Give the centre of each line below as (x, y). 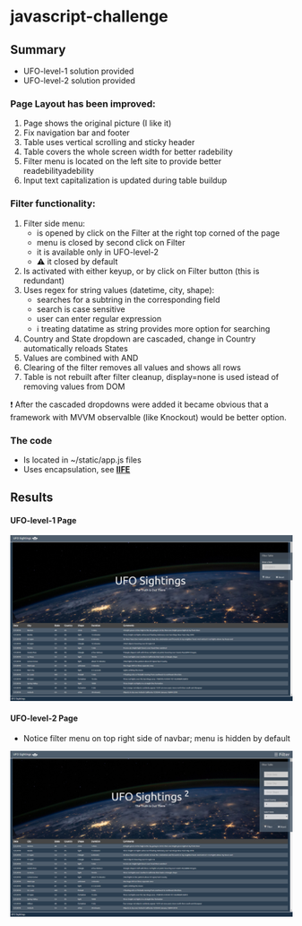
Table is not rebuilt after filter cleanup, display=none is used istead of (151, 376)
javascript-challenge (89, 17)
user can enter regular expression (99, 318)
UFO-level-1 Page (43, 520)
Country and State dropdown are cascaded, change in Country (139, 339)
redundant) (44, 281)
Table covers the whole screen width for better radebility (128, 152)
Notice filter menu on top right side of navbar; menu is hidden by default (156, 738)
